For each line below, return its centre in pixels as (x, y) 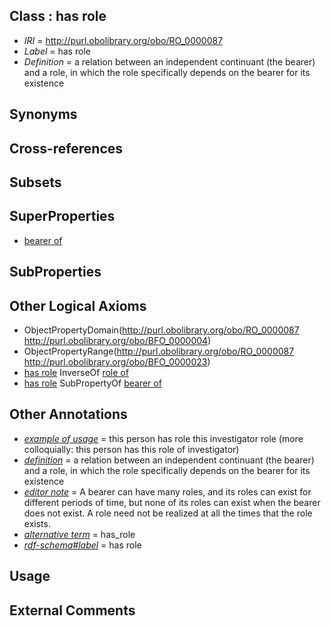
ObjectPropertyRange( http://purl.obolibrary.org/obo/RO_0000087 (159, 351)
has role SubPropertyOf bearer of (92, 383)
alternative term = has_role (79, 534)
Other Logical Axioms (78, 305)
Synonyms (43, 114)
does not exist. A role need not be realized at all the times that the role (168, 513)
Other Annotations (68, 414)
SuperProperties (62, 216)
